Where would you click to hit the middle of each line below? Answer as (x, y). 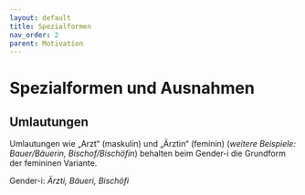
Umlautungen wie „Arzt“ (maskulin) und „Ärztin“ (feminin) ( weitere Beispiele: (153, 144)
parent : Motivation (47, 43)
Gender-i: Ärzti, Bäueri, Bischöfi (69, 181)
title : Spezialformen (51, 26)
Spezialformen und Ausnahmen (132, 88)
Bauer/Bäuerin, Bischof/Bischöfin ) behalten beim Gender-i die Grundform (147, 154)
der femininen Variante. (53, 163)
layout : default (40, 18)
